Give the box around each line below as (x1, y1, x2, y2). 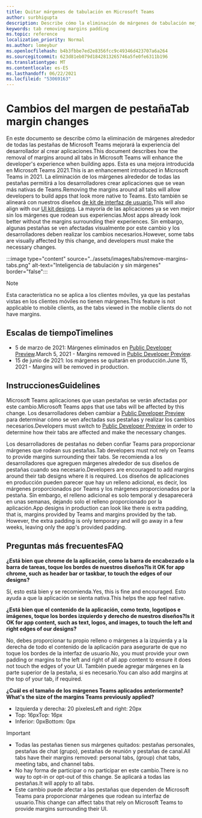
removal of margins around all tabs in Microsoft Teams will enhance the (6, 154, 183, 161)
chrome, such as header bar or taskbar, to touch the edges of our (6, 570, 173, 577)
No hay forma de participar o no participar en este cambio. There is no (14, 766, 188, 774)
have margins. (6, 311, 41, 318)
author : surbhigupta (6, 14, 58, 20)
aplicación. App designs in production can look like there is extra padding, (6, 504, 188, 511)
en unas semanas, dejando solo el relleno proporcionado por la (6, 498, 162, 505)
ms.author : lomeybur (6, 43, 58, 49)
